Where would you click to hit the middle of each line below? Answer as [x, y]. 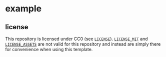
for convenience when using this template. [49, 49]
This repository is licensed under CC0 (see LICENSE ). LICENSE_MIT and [77, 39]
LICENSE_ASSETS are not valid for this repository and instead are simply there [83, 44]
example [23, 9]
